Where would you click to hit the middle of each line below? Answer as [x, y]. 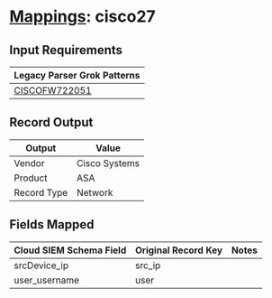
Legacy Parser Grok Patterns [77, 75]
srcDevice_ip [41, 265]
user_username [46, 280]
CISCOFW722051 [53, 90]
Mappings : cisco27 [82, 17]
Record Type [41, 192]
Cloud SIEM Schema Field [70, 250]
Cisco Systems [108, 163]
